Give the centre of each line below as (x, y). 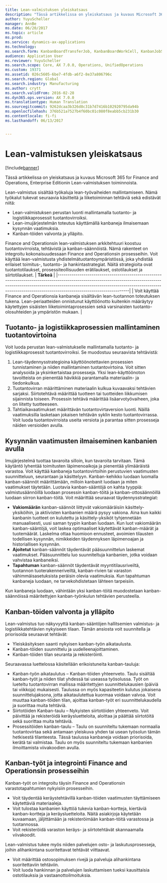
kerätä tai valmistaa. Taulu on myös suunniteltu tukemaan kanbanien (82, 742)
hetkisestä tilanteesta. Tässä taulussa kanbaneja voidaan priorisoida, (83, 737)
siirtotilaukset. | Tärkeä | (30, 275)
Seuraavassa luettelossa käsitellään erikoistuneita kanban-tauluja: (73, 664)
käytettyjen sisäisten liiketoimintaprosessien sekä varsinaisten (69, 307)
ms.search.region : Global (32, 79)
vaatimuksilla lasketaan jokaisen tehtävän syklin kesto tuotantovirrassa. (85, 415)
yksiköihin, (23, 513)
